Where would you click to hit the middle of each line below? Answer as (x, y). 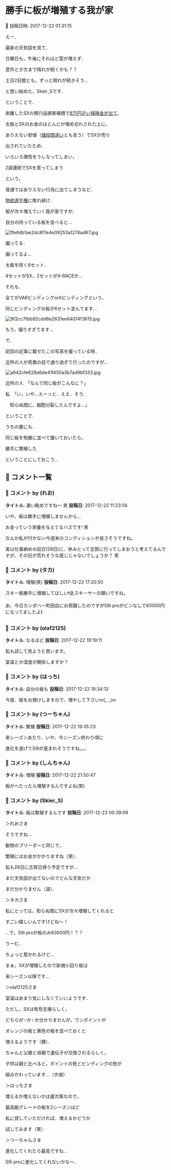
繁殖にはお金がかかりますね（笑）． (42, 856)
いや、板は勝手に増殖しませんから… (43, 516)
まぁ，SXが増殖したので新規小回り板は (47, 966)
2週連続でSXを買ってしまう (34, 167)
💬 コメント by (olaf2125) (36, 628)
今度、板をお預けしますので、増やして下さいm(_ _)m (61, 700)
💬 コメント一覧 (29, 477)
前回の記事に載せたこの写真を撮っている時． (53, 351)
